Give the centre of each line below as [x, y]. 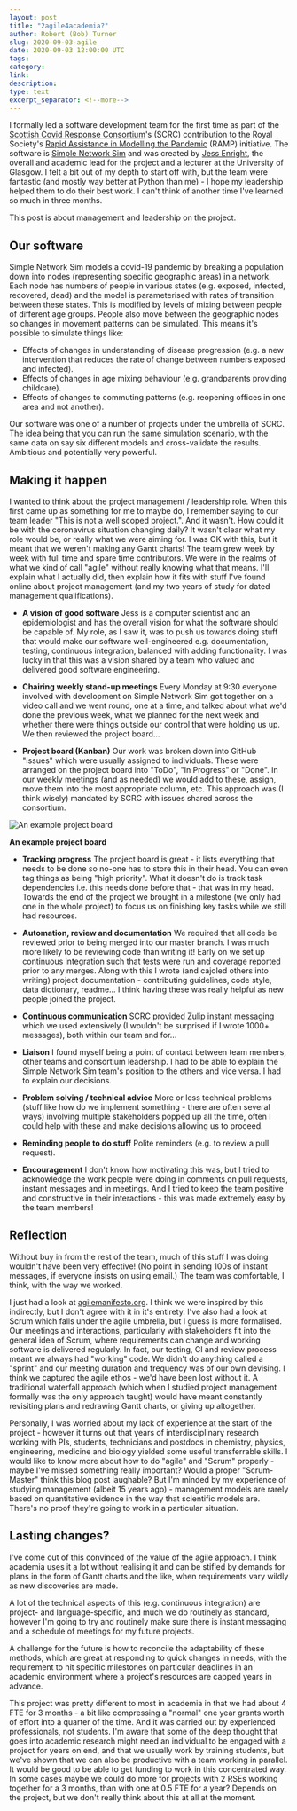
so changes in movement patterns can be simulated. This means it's [134, 324]
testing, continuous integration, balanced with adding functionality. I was [155, 650]
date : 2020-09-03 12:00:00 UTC [67, 51]
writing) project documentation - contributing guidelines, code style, [147, 980]
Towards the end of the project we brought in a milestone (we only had [151, 897]
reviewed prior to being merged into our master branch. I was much [145, 942]
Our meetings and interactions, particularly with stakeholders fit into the [141, 1330]
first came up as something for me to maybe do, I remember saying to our [144, 511]
